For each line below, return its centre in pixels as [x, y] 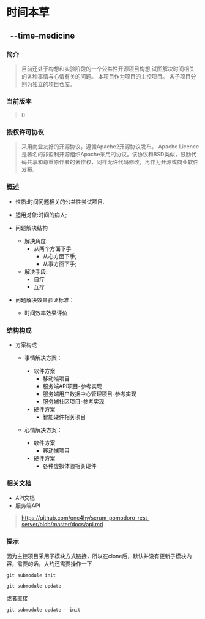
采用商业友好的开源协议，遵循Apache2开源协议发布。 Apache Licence [110, 147]
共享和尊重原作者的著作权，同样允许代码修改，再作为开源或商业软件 [113, 162]
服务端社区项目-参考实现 [73, 402]
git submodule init [31, 575]
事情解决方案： [43, 358]
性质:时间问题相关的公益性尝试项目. [60, 202]
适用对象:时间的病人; [41, 215]
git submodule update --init [43, 610]
